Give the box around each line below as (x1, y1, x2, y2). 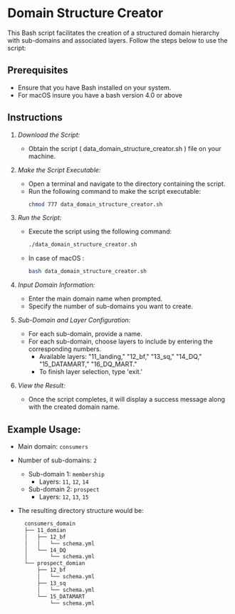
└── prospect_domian (24, 560, 85, 567)
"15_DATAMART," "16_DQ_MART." (38, 360, 137, 368)
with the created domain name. (28, 402, 120, 411)
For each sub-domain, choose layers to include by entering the (28, 337, 214, 346)
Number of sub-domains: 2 (17, 456, 98, 464)
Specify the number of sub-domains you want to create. (28, 302, 194, 311)
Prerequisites (7, 64, 68, 76)
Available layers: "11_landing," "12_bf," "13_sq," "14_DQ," (38, 353, 202, 361)
